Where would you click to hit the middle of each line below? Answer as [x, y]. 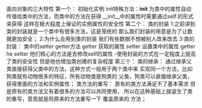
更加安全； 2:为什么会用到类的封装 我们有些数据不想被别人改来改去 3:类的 [103, 39]
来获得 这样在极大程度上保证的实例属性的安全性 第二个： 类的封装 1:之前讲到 [101, 24]
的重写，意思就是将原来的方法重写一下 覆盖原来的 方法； [76, 99]
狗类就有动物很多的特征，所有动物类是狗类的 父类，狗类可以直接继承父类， [99, 76]
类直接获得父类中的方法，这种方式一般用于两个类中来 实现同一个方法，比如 [99, 69]
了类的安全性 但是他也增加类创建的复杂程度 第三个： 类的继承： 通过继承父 [99, 61]
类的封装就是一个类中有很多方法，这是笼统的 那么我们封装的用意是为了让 [97, 31]
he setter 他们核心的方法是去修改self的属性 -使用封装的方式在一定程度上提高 [101, 54]
